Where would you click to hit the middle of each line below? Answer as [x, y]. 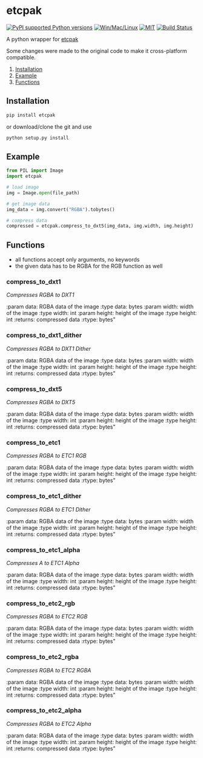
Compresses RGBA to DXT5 [41, 402]
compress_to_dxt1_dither [44, 336]
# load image [23, 188]
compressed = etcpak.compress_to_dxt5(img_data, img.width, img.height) [100, 226]
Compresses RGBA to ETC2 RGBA [49, 670]
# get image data [28, 204]
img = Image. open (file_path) [43, 193]
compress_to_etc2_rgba [43, 657]
